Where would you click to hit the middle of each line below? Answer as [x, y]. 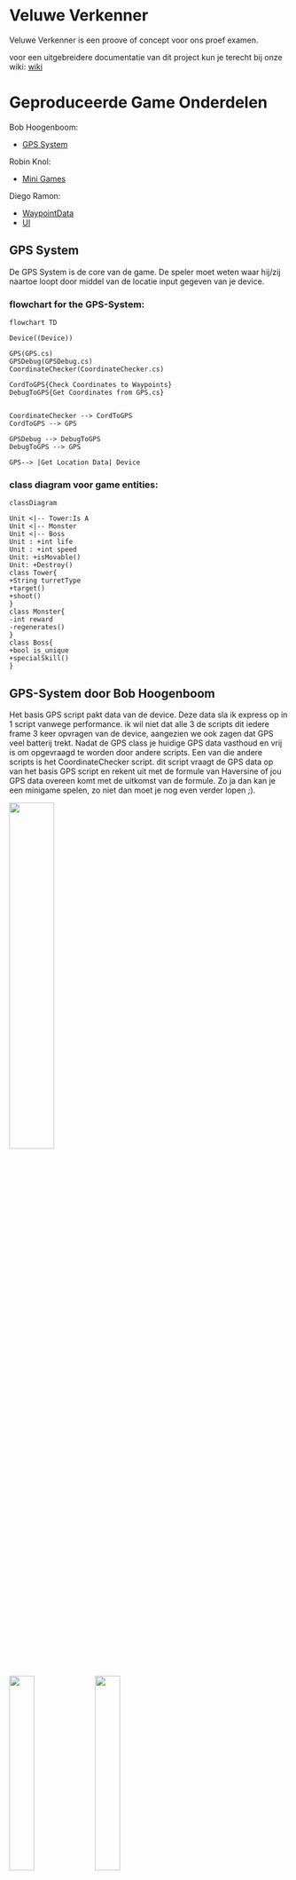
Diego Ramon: [35, 195]
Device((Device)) [41, 338]
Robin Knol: [30, 162]
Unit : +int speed [43, 550]
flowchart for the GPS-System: [77, 304]
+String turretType [45, 581]
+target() [27, 588]
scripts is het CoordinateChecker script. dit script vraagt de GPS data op [141, 762]
